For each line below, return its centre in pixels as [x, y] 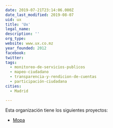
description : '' [22, 34]
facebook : [16, 53]
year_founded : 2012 [26, 48]
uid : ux [13, 19]
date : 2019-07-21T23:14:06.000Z [39, 10]
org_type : [16, 39]
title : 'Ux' [18, 24]
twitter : [15, 58]
